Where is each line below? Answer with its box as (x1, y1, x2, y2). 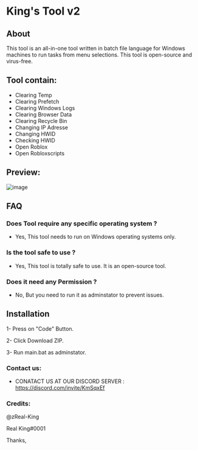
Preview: (6, 167, 41, 178)
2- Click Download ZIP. (6, 337, 64, 344)
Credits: (6, 399, 31, 407)
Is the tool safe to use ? (6, 248, 76, 257)
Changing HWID (15, 130, 56, 138)
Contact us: (6, 364, 42, 372)
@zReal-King (6, 413, 39, 421)
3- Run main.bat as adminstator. (6, 348, 87, 356)
